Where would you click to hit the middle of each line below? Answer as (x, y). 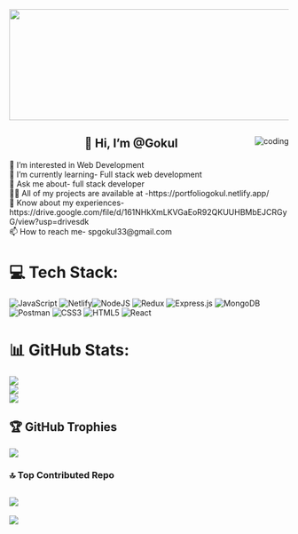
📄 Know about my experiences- (67, 203)
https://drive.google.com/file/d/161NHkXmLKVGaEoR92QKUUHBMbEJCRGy (148, 211)
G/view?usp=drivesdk (49, 221)
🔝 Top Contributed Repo (62, 475)
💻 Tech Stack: (64, 272)
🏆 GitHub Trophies (63, 427)
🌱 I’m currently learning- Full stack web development (106, 174)
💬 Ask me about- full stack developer (77, 183)
